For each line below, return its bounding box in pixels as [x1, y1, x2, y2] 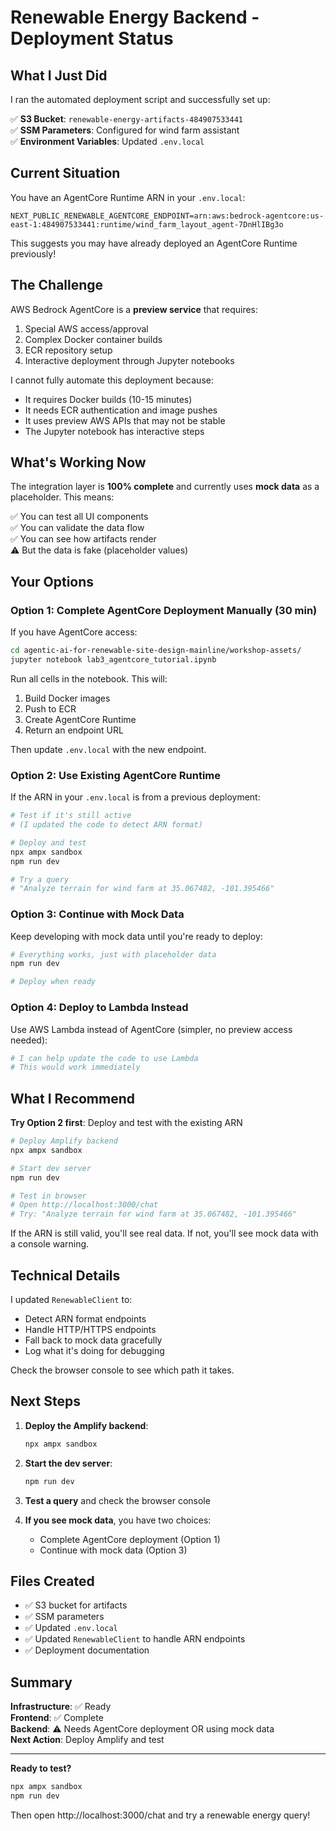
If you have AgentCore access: [10, 626, 138, 638]
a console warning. [10, 1238, 90, 1250]
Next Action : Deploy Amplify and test [10, 1734, 165, 1746]
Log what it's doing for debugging [24, 1345, 165, 1357]
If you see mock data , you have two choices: [24, 1514, 212, 1526]
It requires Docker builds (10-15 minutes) [24, 393, 193, 405]
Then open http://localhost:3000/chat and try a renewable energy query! [10, 1809, 311, 1821]
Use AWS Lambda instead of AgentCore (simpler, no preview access [10, 1023, 293, 1035]
